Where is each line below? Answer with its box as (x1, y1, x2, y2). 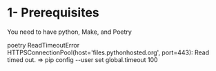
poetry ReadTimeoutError (7, 41, 80, 49)
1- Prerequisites (7, 5, 100, 21)
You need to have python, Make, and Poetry (7, 28, 132, 36)
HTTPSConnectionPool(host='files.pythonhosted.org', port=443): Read (7, 48, 210, 57)
